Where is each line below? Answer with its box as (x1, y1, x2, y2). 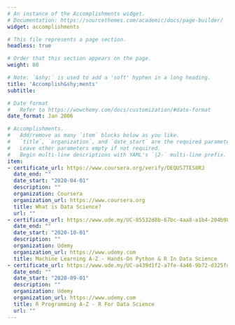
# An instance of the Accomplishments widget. (7, 10, 145, 17)
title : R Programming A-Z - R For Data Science (13, 301, 155, 308)
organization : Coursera (13, 190, 83, 197)
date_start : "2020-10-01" (13, 229, 90, 236)
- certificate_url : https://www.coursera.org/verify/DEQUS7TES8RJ (7, 164, 205, 171)
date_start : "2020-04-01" (13, 178, 90, 185)
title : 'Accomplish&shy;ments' (7, 80, 99, 87)
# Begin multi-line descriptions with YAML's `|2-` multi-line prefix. (7, 151, 227, 158)
